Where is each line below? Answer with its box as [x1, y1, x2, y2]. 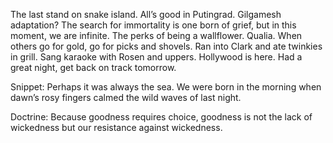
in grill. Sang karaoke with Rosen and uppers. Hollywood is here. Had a [10, 51, 303, 63]
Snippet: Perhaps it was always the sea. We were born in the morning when [10, 81, 322, 93]
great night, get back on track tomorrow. [10, 62, 177, 73]
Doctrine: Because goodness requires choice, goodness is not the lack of [10, 111, 313, 123]
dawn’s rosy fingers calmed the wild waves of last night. [10, 92, 242, 103]
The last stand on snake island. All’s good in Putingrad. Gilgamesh [10, 9, 282, 20]
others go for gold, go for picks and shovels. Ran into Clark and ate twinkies [10, 40, 323, 52]
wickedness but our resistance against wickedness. [10, 122, 223, 133]
